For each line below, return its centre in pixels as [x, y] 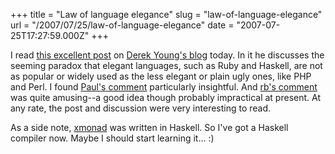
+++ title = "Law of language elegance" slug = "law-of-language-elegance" [166, 14]
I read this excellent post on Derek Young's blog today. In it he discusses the [167, 55]
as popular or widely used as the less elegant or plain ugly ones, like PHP [161, 76]
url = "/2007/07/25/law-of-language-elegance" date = [122, 25]
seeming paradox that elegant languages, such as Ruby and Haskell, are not [166, 65]
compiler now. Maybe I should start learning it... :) [112, 138]
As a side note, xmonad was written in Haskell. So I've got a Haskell [149, 127]
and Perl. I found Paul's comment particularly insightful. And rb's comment [164, 87]
